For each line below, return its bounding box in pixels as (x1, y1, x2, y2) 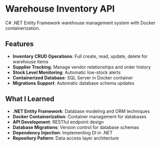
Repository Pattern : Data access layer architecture (12, 135, 119, 141)
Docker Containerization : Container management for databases (12, 113, 147, 119)
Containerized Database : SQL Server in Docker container (12, 74, 133, 81)
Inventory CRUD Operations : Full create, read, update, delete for (12, 53, 148, 59)
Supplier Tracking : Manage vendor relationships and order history (12, 64, 151, 70)
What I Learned (5, 94, 55, 104)
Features (5, 40, 34, 48)
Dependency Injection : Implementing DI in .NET (12, 129, 113, 135)
